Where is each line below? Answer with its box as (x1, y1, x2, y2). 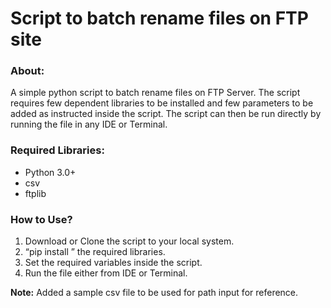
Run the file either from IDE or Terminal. (24, 267, 188, 279)
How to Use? (10, 212, 73, 226)
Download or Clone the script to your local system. (24, 235, 235, 247)
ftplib (24, 187, 47, 199)
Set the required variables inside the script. (24, 257, 203, 269)
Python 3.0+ (24, 166, 77, 178)
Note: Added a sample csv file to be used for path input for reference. (10, 287, 299, 299)
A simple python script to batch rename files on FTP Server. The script (10, 87, 301, 99)
